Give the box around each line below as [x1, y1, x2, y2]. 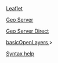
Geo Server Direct [6, 27, 49, 34]
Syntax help [6, 50, 35, 57]
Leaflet [6, 5, 23, 12]
